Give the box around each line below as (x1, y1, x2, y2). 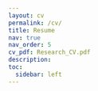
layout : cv (8, 11, 45, 20)
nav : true (8, 33, 41, 42)
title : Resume (8, 26, 56, 34)
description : (8, 56, 52, 64)
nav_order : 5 (8, 41, 52, 49)
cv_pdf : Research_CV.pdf (8, 48, 91, 56)
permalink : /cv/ (8, 19, 62, 27)
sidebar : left (15, 70, 62, 78)
